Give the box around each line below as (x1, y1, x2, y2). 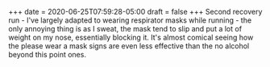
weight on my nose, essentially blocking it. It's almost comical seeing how (8, 32, 254, 42)
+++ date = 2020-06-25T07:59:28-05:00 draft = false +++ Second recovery (8, 7, 263, 16)
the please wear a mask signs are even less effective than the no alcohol (8, 41, 250, 51)
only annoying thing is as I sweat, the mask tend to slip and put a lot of (8, 24, 243, 33)
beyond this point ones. (8, 50, 87, 59)
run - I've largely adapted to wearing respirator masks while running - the (8, 15, 252, 25)
